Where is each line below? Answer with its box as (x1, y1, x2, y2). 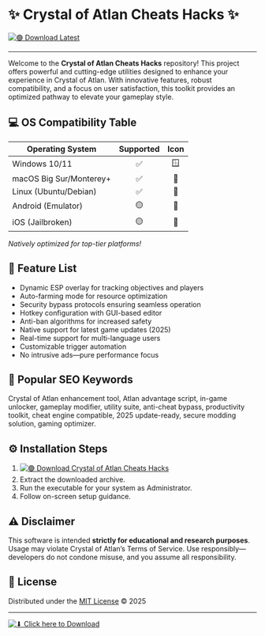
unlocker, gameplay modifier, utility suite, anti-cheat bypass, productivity (8, 402, 245, 412)
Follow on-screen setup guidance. (19, 492, 132, 502)
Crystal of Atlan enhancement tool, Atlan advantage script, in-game (8, 394, 227, 403)
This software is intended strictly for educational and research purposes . (8, 536, 251, 545)
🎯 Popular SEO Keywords (8, 373, 133, 386)
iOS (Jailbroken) (12, 217, 73, 228)
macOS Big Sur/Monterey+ (12, 172, 112, 184)
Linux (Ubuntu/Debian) (12, 186, 97, 197)
